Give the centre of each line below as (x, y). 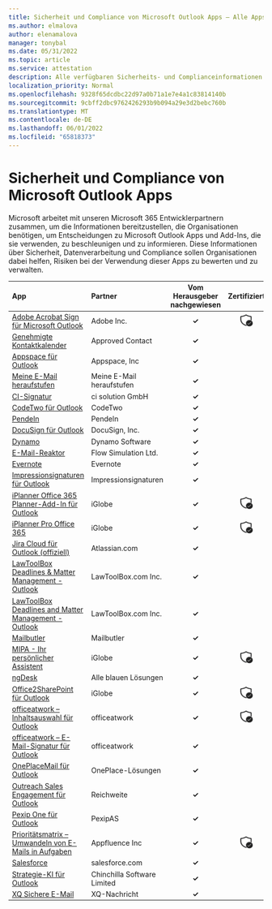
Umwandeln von (39, 843)
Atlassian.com (115, 548)
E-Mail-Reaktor (38, 452)
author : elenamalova (43, 34)
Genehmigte (32, 336)
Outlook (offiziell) (41, 553)
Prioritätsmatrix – (40, 834)
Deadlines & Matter (43, 572)
